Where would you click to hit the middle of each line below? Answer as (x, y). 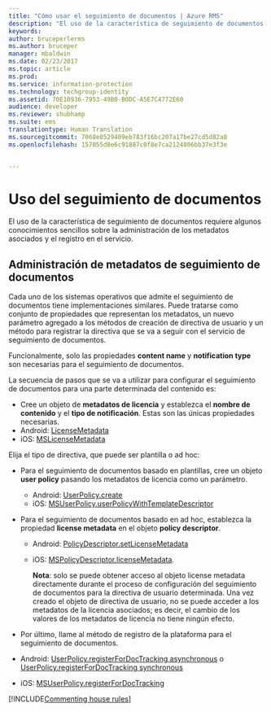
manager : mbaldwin (39, 54)
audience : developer (44, 107)
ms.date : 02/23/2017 (44, 62)
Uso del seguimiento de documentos (135, 199)
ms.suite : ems (33, 122)
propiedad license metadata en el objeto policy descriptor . (120, 528)
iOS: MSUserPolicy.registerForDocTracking (92, 684)
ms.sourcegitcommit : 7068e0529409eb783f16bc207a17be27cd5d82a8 (118, 137)
